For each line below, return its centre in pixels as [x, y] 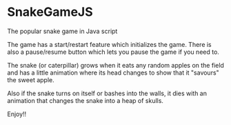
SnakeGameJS [50, 12]
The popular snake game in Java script [62, 31]
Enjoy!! [17, 114]
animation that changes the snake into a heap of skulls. [86, 100]
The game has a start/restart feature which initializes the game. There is [109, 44]
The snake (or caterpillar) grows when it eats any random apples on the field [115, 65]
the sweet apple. [31, 79]
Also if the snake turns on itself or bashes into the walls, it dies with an [107, 93]
